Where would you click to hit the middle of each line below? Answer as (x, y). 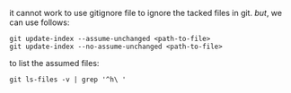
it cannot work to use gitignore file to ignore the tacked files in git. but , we (146, 13)
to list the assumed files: (54, 63)
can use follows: (40, 22)
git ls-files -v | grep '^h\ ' (68, 80)
